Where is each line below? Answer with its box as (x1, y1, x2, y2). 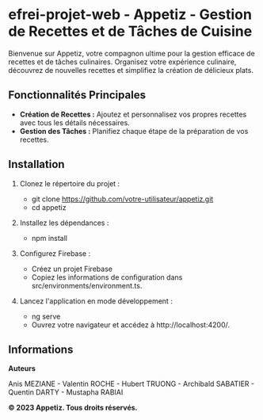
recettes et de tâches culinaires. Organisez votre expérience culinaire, (8, 57, 237, 67)
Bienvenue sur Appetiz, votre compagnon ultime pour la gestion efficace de (8, 48, 255, 58)
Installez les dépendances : (19, 218, 109, 227)
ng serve (31, 311, 61, 321)
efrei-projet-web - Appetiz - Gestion (8, 6, 252, 24)
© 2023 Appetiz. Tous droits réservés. (8, 403, 138, 413)
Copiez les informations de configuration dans (31, 272, 183, 282)
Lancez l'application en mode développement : (19, 296, 173, 306)
